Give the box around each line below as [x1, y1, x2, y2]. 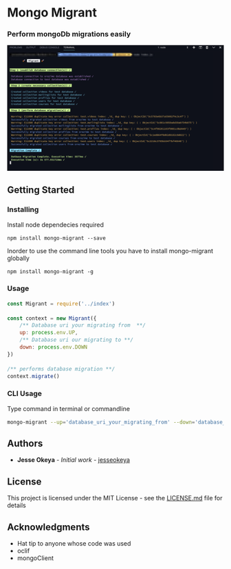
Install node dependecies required [7, 220, 104, 229]
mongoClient [16, 554, 54, 562]
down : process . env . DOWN [19, 344, 88, 351]
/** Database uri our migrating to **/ [19, 336, 134, 344]
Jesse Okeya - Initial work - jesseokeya [16, 456, 131, 464]
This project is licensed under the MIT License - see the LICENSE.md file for [7, 494, 223, 502]
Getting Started [7, 184, 75, 196]
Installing [7, 205, 39, 214]
